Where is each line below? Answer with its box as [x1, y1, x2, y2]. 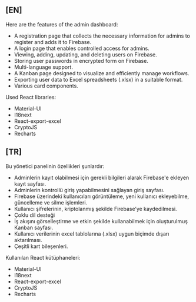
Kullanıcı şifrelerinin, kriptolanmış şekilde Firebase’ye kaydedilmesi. [14, 205, 177, 212]
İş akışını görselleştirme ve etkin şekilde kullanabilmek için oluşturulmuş [14, 217, 188, 224]
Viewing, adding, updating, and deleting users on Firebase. [14, 51, 157, 58]
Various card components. [14, 82, 79, 89]
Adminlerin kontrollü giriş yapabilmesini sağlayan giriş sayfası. [14, 186, 165, 193]
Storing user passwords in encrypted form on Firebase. [14, 57, 148, 64]
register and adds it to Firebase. [14, 38, 92, 45]
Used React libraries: [5, 93, 57, 100]
